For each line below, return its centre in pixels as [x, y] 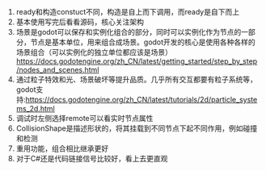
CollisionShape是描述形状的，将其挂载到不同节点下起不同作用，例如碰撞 [136, 128]
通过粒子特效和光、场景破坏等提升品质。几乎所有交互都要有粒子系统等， [136, 79]
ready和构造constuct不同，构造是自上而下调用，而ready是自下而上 [128, 12]
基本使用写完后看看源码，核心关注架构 [80, 22]
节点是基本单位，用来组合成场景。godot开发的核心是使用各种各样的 [143, 42]
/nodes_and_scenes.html [57, 70]
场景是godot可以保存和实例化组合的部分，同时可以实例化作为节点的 [129, 32]
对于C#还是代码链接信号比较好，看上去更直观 [92, 158]
